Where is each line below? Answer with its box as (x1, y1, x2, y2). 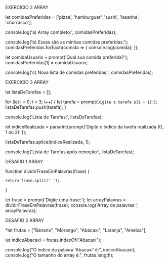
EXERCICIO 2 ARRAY (5, 5, 49, 10)
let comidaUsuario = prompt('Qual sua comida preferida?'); (5, 54, 129, 60)
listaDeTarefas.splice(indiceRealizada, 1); (5, 139, 90, 145)
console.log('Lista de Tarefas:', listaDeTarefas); (5, 114, 103, 120)
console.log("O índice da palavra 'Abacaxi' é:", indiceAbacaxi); (5, 247, 136, 252)
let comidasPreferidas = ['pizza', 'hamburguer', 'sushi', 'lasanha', (5, 14, 140, 20)
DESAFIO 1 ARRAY (5, 159, 44, 164)
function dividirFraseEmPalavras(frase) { (5, 168, 90, 174)
